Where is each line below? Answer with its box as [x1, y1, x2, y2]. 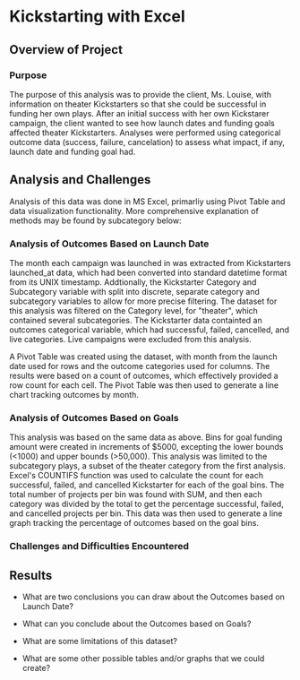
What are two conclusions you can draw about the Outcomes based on [21, 591, 285, 602]
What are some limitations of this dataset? [21, 636, 177, 647]
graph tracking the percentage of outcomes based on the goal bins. [9, 518, 260, 529]
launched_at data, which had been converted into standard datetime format [9, 267, 287, 278]
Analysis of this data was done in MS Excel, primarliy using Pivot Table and [9, 195, 286, 207]
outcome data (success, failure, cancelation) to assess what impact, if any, [9, 136, 285, 147]
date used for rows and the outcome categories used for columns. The [9, 360, 270, 371]
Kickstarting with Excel [9, 6, 185, 27]
